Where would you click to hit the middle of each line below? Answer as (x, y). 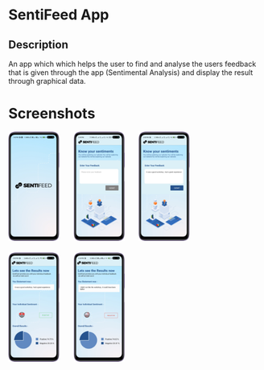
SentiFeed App (59, 15)
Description (38, 45)
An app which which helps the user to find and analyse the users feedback (132, 64)
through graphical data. (47, 81)
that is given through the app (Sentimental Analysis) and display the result (131, 73)
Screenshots (52, 114)
